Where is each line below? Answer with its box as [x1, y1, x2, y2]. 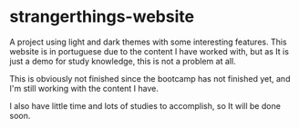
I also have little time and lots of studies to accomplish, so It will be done [9, 100, 281, 111]
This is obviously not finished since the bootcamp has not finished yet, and [9, 73, 291, 84]
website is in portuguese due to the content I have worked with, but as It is [9, 45, 290, 56]
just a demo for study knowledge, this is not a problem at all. [9, 55, 236, 66]
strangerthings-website [9, 6, 194, 27]
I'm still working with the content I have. [9, 83, 160, 94]
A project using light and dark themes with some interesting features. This [9, 36, 287, 47]
